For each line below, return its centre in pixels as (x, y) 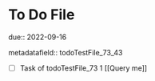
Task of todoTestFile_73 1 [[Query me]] (83, 68)
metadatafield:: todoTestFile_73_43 (66, 52)
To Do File (42, 15)
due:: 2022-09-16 (38, 37)
